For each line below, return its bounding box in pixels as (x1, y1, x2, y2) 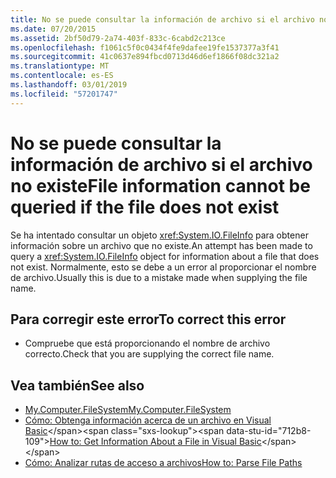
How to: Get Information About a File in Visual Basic (49, 436, 262, 448)
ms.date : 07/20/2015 (10, 24, 97, 34)
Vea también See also (10, 377, 145, 394)
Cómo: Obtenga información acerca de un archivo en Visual (24, 414, 272, 426)
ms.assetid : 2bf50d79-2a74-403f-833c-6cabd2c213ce (10, 33, 226, 43)
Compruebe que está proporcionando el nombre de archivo (24, 337, 271, 350)
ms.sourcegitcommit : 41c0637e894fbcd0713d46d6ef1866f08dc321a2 (10, 52, 280, 62)
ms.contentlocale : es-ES (10, 71, 114, 81)
